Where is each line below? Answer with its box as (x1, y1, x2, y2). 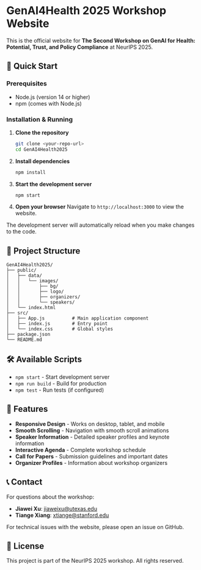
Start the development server (15, 180, 92, 188)
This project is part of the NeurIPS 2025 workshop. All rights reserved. (6, 557, 184, 565)
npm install (15, 169, 46, 175)
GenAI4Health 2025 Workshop (6, 4, 167, 18)
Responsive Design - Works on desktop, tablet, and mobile (15, 420, 165, 428)
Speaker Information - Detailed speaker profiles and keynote (15, 433, 170, 440)
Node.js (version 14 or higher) (15, 93, 90, 101)
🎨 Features (6, 404, 48, 414)
